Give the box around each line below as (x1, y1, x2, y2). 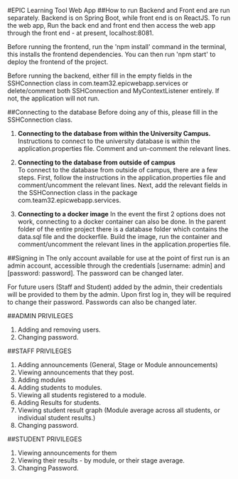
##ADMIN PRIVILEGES (7, 312, 73, 320)
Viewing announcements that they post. (17, 368, 135, 377)
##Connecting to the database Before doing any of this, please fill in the (7, 108, 218, 116)
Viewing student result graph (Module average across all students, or (17, 406, 220, 414)
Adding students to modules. (17, 384, 103, 391)
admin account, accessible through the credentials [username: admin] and (7, 261, 226, 270)
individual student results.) (17, 414, 96, 422)
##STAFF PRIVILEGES (7, 347, 72, 355)
